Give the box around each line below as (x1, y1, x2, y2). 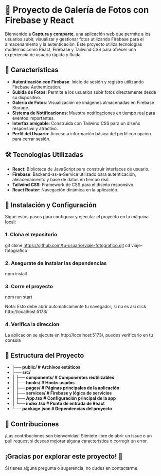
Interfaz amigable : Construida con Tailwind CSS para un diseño (12, 120, 141, 126)
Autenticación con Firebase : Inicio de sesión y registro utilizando (12, 79, 144, 84)
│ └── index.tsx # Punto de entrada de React (12, 400, 105, 407)
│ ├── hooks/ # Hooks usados (12, 380, 75, 386)
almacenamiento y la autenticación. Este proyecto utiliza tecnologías (5, 41, 142, 47)
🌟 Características (5, 66, 59, 74)
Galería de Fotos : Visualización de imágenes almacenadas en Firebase (12, 100, 155, 105)
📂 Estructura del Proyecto (5, 351, 84, 359)
